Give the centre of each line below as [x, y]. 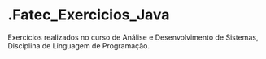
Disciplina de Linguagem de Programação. [78, 45]
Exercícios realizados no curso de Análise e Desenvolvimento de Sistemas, [133, 37]
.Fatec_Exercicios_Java [89, 15]
